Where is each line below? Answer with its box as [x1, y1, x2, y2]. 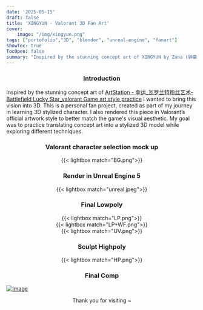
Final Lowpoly [81, 201, 123, 209]
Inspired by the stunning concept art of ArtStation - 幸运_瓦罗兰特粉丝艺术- [6, 89, 194, 96]
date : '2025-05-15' [6, 8, 56, 15]
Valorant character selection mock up [45, 143, 159, 151]
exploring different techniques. [6, 127, 83, 135]
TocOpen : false [6, 49, 45, 55]
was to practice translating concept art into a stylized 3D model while [6, 121, 179, 128]
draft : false [6, 15, 39, 21]
